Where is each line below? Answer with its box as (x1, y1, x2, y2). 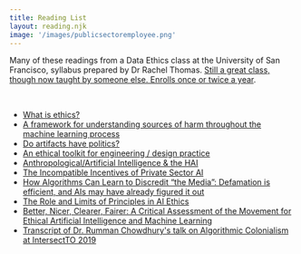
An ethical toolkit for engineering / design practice (22, 148, 210, 159)
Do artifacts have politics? (22, 138, 121, 150)
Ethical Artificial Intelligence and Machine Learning (22, 215, 213, 227)
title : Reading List (9, 13, 88, 23)
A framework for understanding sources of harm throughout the (22, 119, 262, 130)
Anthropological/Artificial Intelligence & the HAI (22, 158, 199, 169)
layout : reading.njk (9, 22, 88, 31)
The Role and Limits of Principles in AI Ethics (22, 196, 189, 207)
